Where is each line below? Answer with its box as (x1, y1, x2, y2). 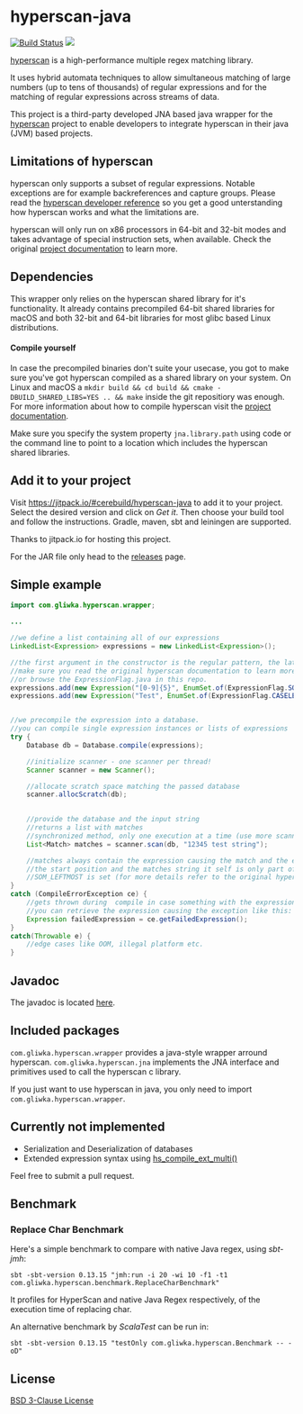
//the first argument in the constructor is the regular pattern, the (10, 657, 281, 667)
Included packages (10, 1023, 120, 1038)
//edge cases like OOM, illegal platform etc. (26, 939, 204, 949)
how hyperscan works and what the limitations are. (10, 206, 200, 217)
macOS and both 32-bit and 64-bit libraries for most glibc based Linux (10, 313, 272, 323)
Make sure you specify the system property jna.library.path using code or (10, 428, 291, 439)
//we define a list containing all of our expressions (10, 633, 220, 643)
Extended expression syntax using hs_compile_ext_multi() (22, 1153, 237, 1164)
